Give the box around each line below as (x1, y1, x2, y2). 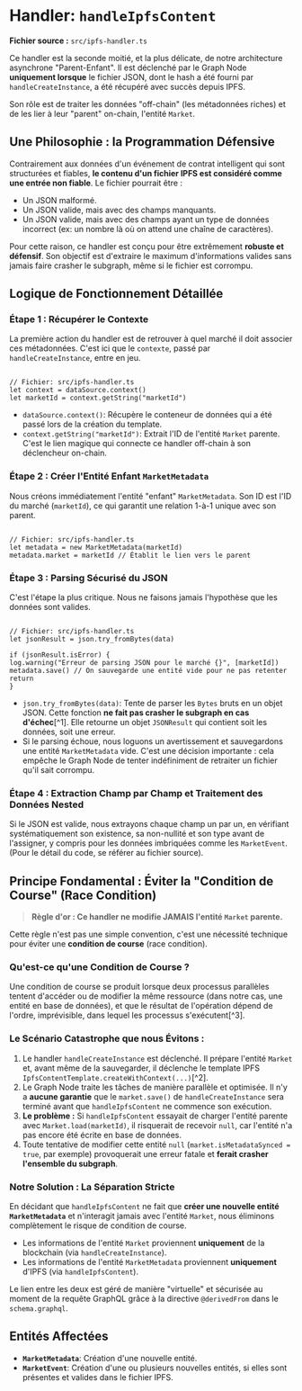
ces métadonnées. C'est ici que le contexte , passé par (9, 343, 211, 354)
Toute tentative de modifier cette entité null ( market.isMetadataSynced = (22, 1139, 291, 1150)
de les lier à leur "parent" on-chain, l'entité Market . (9, 108, 196, 119)
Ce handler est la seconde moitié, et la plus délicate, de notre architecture (9, 52, 283, 63)
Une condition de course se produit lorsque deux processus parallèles (9, 982, 270, 992)
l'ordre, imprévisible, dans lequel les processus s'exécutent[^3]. (9, 1010, 245, 1021)
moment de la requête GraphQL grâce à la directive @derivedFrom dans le (9, 1293, 279, 1305)
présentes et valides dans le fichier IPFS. (22, 1371, 173, 1382)
